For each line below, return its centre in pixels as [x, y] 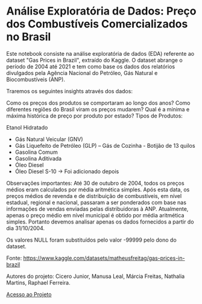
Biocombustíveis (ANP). [36, 79]
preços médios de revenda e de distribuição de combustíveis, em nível [94, 196]
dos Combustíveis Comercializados [97, 24]
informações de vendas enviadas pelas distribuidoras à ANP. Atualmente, [97, 209]
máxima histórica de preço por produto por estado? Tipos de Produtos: [94, 116]
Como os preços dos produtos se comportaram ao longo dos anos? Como [98, 103]
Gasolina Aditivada [38, 158]
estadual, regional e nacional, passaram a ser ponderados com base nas [96, 202]
